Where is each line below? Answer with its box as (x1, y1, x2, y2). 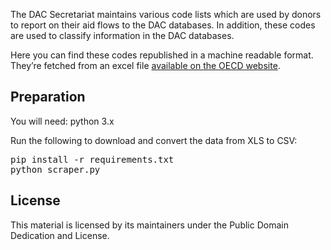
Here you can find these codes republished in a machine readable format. (10, 49, 314, 61)
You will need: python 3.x (10, 115, 115, 127)
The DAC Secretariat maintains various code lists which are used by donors (10, 9, 322, 20)
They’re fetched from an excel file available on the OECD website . (10, 60, 281, 71)
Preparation (10, 89, 86, 106)
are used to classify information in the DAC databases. (10, 30, 235, 41)
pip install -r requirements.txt (10, 154, 175, 165)
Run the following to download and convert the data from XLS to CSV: (10, 134, 298, 146)
